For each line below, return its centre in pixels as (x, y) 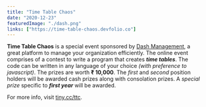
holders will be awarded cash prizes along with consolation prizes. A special (103, 79)
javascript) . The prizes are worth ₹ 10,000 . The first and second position (99, 72)
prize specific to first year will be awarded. (62, 86)
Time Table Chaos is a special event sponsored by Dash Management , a (99, 46)
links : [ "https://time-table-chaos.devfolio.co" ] (72, 29)
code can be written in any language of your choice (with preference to (97, 66)
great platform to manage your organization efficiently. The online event (98, 53)
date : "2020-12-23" (32, 18)
